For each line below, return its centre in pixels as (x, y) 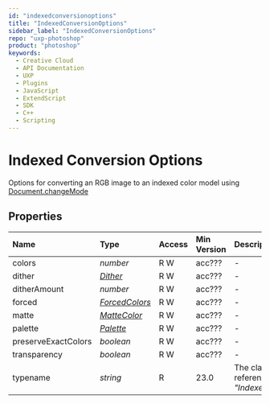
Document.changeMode (49, 191)
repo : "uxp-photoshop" (46, 38)
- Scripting (36, 121)
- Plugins (32, 83)
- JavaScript (37, 91)
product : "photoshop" (45, 46)
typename (31, 377)
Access (174, 244)
